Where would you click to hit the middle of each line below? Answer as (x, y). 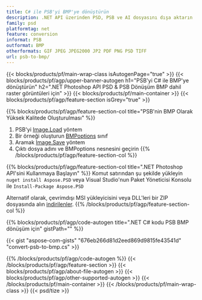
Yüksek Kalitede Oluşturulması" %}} (51, 118)
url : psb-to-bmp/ (28, 57)
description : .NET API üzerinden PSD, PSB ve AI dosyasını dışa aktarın (99, 18)
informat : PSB (24, 40)
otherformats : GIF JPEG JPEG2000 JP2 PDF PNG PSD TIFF (77, 51)
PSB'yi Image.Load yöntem (49, 129)
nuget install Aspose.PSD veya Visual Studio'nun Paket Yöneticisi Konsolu (99, 179)
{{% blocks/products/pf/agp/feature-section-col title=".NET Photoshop (94, 167)
